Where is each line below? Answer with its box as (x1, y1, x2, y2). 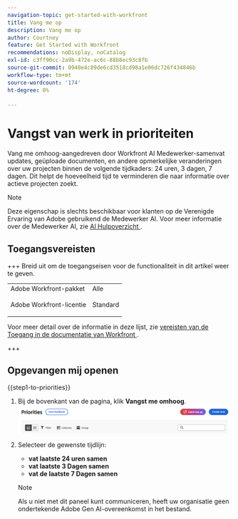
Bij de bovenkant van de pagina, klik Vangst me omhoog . (17, 397, 187, 406)
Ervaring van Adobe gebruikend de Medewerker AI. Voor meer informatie (7, 214, 222, 224)
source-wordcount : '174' (7, 79, 81, 86)
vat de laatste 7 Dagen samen (28, 470, 118, 478)
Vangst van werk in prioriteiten (7, 125, 194, 142)
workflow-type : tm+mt (7, 71, 72, 78)
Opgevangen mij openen (7, 364, 119, 377)
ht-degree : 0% (7, 86, 50, 94)
